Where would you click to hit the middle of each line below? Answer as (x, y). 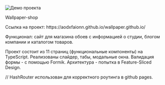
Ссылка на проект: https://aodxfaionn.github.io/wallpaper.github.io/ (75, 27)
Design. (13, 67)
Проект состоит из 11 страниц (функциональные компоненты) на (74, 51)
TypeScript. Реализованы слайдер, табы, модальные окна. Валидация (80, 57)
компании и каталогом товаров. (39, 42)
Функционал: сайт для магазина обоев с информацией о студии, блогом (83, 37)
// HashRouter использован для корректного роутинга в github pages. (79, 77)
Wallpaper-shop (22, 17)
